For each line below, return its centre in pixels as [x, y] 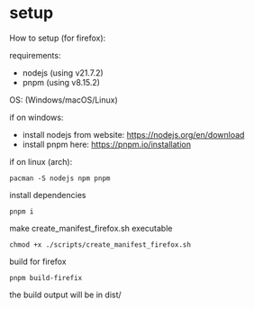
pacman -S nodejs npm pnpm [60, 178]
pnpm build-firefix [46, 277]
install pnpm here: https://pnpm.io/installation [107, 144]
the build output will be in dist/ [65, 295]
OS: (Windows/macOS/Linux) [64, 100]
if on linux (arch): [41, 161]
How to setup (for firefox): [58, 38]
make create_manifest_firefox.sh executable [91, 228]
